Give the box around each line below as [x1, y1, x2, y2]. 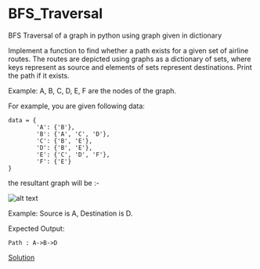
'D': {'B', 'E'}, [36, 144, 92, 151]
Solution [8, 253, 35, 262]
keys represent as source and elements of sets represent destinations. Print [8, 62, 252, 71]
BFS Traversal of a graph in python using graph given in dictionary [8, 31, 222, 40]
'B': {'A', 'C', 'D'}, [36, 130, 110, 138]
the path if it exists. [8, 71, 70, 80]
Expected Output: [8, 224, 65, 233]
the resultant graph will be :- [8, 178, 99, 187]
